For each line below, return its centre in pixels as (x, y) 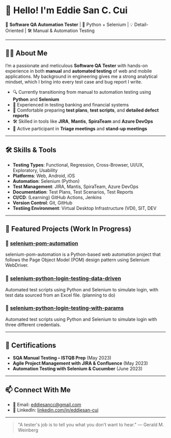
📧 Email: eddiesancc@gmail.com (47, 405)
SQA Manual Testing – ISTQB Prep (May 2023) (62, 358)
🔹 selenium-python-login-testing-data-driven (63, 279)
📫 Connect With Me (38, 390)
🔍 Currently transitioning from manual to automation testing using (82, 92)
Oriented (15, 31)
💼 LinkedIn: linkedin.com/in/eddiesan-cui (55, 410)
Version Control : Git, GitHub (42, 203)
